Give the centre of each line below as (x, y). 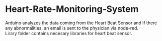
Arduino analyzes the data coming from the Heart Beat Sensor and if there (81, 23)
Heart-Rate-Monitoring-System (72, 9)
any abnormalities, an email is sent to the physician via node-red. (72, 28)
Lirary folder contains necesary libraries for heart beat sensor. (69, 33)
